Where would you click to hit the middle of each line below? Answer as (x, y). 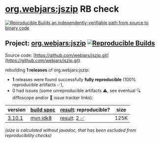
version (17, 110)
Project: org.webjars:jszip (45, 43)
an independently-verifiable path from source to (100, 23)
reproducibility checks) (28, 135)
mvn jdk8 (41, 118)
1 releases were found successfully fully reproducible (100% (74, 79)
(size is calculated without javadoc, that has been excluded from (71, 130)
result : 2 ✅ (72, 118)
